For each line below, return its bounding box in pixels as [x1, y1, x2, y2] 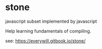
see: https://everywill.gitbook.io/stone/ [5, 37, 86, 44]
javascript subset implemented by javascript [5, 18, 97, 24]
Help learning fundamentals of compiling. [5, 28, 91, 34]
